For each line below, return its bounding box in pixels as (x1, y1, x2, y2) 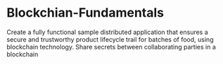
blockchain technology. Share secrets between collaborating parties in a (6, 42, 216, 51)
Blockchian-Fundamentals (6, 5, 165, 21)
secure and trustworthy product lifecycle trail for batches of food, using (6, 35, 214, 43)
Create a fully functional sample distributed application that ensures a (6, 28, 208, 36)
